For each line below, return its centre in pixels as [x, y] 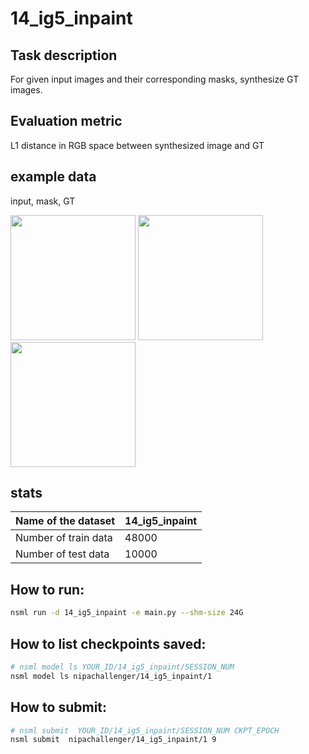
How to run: [47, 589]
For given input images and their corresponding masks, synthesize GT [155, 79]
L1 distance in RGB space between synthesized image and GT [137, 145]
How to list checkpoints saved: [108, 643]
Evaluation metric [66, 121]
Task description [64, 55]
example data [53, 177]
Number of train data [64, 538]
